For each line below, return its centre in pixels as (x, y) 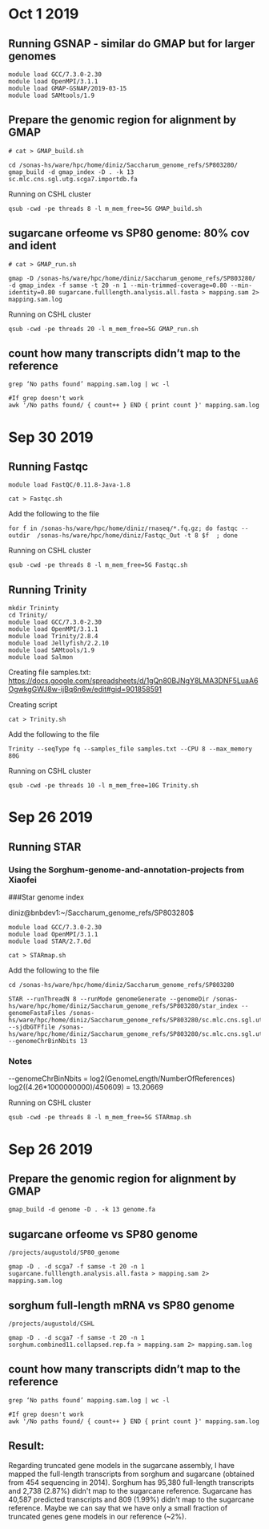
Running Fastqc (48, 467)
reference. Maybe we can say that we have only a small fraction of (118, 1507)
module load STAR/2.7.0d (50, 942)
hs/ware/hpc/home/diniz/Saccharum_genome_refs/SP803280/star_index (123, 1006)
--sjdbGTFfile (32, 1027)
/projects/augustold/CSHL (51, 1324)
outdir (19, 536)
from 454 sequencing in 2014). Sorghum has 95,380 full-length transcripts (131, 1482)
